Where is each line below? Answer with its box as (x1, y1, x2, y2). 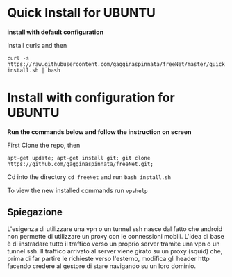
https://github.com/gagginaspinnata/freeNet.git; (7, 160, 154, 167)
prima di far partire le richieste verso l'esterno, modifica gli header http (7, 254, 210, 262)
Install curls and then (7, 41, 67, 49)
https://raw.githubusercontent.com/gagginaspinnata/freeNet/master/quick (7, 60, 226, 67)
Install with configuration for (7, 90, 175, 106)
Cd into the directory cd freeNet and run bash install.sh (7, 172, 172, 181)
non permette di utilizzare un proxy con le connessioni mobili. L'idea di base (7, 232, 224, 240)
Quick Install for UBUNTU (7, 5, 156, 21)
